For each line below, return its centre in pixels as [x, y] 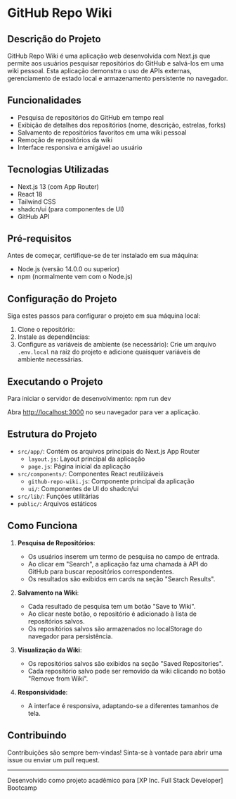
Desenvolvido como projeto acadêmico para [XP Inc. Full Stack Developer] [115, 780]
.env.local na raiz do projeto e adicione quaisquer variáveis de [109, 352]
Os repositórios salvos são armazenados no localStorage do [115, 628]
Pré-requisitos [40, 239]
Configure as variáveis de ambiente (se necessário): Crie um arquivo [117, 345]
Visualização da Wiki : [50, 650]
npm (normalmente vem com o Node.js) [75, 277]
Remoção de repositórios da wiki [65, 140]
